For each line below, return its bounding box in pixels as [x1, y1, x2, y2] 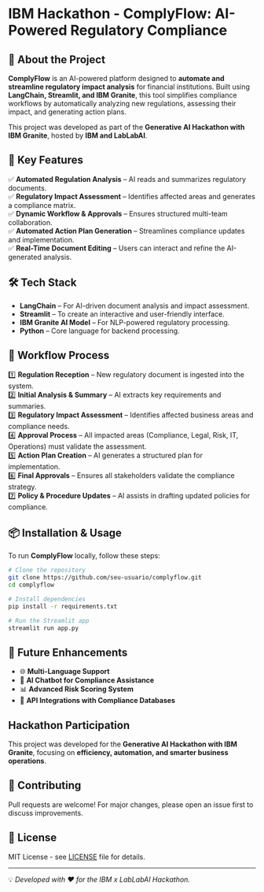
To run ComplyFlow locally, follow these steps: [8, 551, 161, 561]
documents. [8, 183, 47, 193]
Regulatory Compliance [70, 21, 228, 39]
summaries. [8, 402, 46, 411]
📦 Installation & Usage [8, 526, 122, 539]
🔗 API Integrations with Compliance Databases [19, 696, 175, 705]
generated [8, 252, 42, 261]
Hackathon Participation [8, 718, 130, 732]
